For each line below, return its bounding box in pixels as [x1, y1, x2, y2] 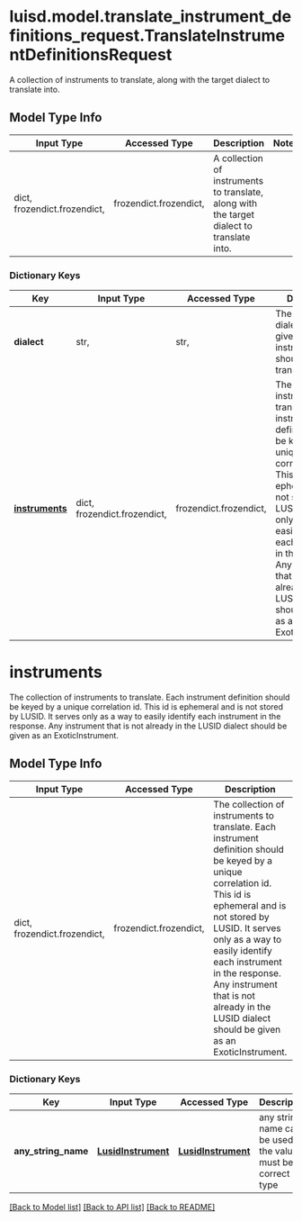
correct [259, 1168, 290, 1180]
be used [259, 1134, 294, 1146]
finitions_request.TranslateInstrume [9, 25, 286, 46]
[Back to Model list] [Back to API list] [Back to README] [9, 1202, 216, 1213]
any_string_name [13, 1145, 89, 1158]
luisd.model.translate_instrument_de [9, 6, 292, 27]
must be [259, 1156, 294, 1169]
